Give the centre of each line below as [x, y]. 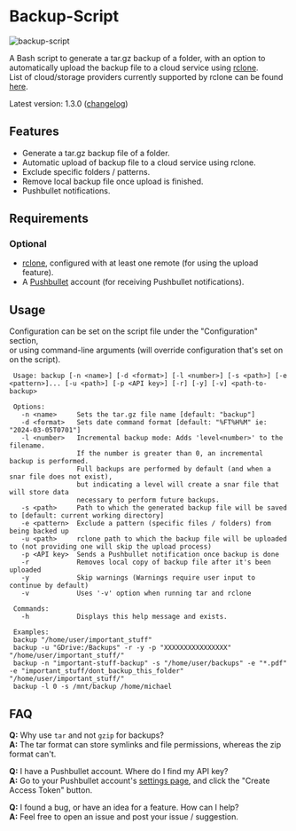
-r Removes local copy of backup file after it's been [146, 562]
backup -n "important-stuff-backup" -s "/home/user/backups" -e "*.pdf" [150, 663]
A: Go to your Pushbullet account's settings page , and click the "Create [140, 781]
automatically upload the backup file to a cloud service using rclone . [134, 67]
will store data [39, 493]
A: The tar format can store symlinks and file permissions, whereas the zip [145, 745]
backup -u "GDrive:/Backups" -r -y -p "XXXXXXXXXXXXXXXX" [122, 648]
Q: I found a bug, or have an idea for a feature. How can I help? [124, 807]
